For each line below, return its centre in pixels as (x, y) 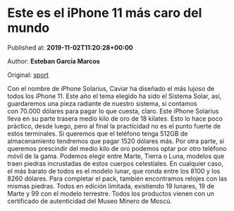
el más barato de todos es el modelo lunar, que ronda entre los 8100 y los (114, 171)
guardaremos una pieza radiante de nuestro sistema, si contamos (102, 103)
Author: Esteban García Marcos (54, 61)
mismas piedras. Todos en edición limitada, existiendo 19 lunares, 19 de (111, 186)
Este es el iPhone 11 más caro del (105, 13)
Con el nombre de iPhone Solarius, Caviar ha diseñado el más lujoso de (111, 88)
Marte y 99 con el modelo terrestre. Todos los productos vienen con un (111, 193)
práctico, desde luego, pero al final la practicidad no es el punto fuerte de (114, 126)
